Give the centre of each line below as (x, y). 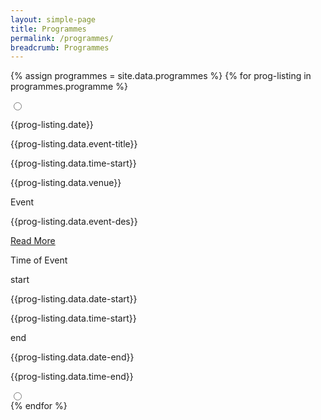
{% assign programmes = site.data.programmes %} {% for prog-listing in (161, 76)
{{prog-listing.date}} (52, 125)
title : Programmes (48, 29)
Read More (33, 241)
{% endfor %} (39, 406)
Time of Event (39, 260)
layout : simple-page (53, 19)
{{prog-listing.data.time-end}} (72, 377)
